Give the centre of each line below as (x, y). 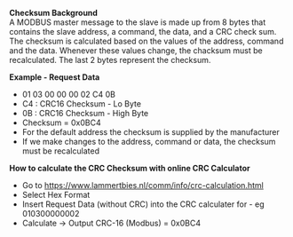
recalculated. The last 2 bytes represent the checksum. (110, 60)
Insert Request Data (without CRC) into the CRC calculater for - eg (143, 204)
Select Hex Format (56, 195)
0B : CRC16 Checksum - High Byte (85, 113)
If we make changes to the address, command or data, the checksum (149, 142)
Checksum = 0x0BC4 (61, 122)
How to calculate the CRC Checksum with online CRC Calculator (130, 168)
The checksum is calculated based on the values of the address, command (146, 41)
